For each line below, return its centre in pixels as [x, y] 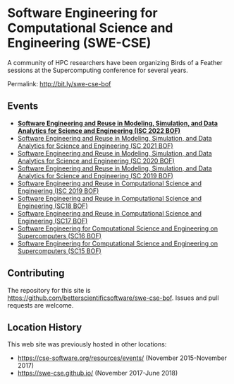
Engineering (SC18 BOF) [53, 206]
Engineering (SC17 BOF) [53, 221]
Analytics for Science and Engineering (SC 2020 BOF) [96, 161]
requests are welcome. [41, 305]
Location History [45, 327]
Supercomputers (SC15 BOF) [60, 251]
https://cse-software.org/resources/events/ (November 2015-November [122, 358]
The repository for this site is [49, 290]
